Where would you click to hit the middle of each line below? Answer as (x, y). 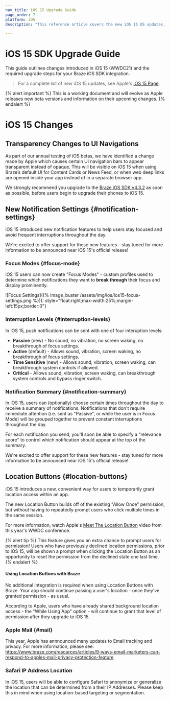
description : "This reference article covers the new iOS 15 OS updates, (86, 24)
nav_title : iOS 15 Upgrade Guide (41, 10)
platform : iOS (20, 19)
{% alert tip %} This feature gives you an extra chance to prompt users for (83, 540)
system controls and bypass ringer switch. (57, 378)
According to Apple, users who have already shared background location (82, 605)
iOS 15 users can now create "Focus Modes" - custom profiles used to (79, 274)
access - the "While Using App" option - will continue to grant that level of (83, 611)
